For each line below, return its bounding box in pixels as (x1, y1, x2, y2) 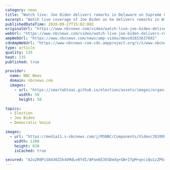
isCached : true (14, 148, 47, 153)
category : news (5, 7, 37, 13)
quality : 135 (5, 50, 33, 55)
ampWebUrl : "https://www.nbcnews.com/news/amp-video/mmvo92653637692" (5, 36, 157, 41)
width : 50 (18, 92, 39, 97)
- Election (10, 111, 33, 116)
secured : (5, 157, 24, 162)
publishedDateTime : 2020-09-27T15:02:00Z (5, 21, 94, 27)
